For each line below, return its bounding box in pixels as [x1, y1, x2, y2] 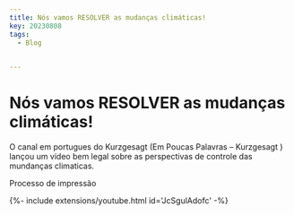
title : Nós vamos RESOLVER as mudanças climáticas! [9, 13, 206, 22]
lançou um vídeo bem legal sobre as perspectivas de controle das [9, 151, 253, 162]
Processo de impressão [9, 178, 97, 189]
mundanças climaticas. [9, 160, 95, 171]
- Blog [17, 38, 42, 47]
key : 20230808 [9, 21, 63, 30]
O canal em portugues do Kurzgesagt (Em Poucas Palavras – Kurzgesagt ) [9, 142, 284, 152]
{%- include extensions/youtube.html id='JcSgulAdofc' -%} [9, 195, 229, 206]
